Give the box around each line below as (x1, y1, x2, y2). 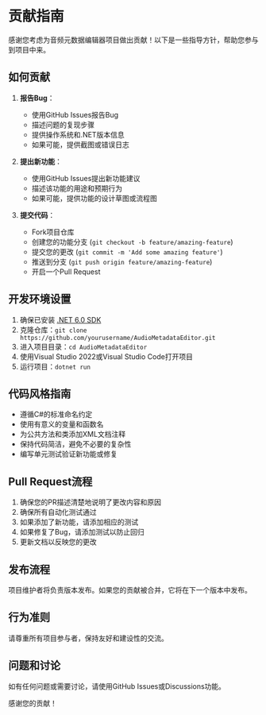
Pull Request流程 (8, 474, 93, 489)
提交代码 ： (19, 210, 56, 219)
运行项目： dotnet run (19, 361, 91, 371)
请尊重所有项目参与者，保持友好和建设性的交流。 (8, 633, 168, 643)
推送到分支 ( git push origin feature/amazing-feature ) (31, 257, 213, 266)
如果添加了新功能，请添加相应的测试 (19, 517, 139, 527)
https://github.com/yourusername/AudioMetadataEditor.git (19, 334, 216, 342)
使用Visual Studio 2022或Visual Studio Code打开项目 (19, 351, 193, 361)
